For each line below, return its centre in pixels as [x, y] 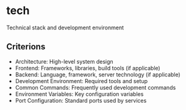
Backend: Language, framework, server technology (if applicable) [98, 75]
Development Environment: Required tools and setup [81, 81]
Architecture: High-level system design [64, 61]
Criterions [26, 47]
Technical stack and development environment [65, 28]
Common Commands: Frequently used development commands [95, 87]
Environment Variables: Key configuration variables [79, 94]
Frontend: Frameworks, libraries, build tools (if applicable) [88, 68]
